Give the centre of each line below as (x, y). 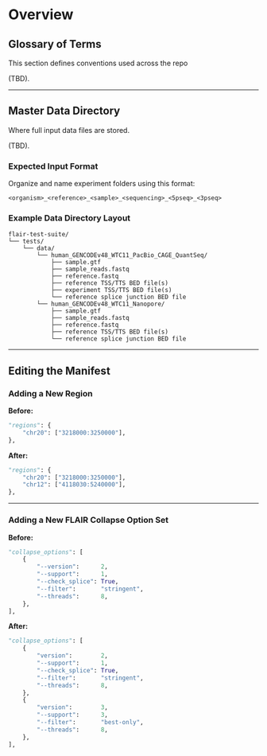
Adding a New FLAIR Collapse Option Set (89, 520)
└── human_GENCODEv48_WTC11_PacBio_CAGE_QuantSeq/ (122, 255)
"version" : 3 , (73, 707)
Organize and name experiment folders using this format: (102, 184)
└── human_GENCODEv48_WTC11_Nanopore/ (101, 304)
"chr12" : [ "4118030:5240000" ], (74, 485)
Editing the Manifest (60, 370)
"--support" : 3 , (73, 715)
